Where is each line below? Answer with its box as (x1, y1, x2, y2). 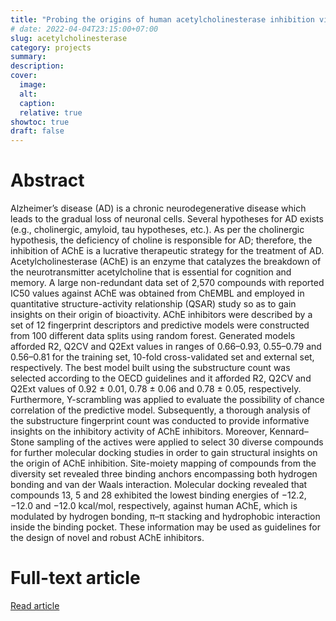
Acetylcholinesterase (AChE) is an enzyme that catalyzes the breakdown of (10, 256, 322, 268)
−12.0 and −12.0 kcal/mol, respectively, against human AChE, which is (10, 500, 298, 512)
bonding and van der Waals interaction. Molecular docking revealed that (10, 479, 308, 491)
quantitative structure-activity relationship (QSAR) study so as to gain (10, 298, 297, 310)
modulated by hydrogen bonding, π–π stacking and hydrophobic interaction (10, 511, 321, 523)
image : (19, 80, 47, 90)
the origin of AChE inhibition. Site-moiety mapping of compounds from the (10, 457, 317, 470)
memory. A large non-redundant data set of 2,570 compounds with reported (10, 277, 325, 289)
